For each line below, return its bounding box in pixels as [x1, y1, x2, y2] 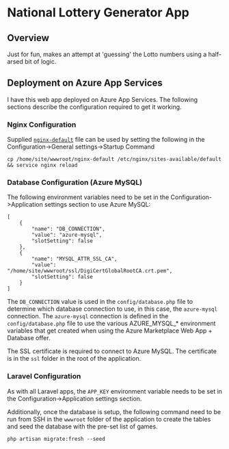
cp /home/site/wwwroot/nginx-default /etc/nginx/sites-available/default [7, 156, 222, 163]
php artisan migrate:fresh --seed [7, 435, 106, 442]
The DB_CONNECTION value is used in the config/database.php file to [7, 298, 193, 306]
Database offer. [7, 334, 51, 342]
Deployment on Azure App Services [7, 77, 163, 89]
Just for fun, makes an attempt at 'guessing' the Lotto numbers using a [7, 50, 207, 58]
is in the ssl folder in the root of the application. [7, 355, 142, 363]
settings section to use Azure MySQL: [44, 201, 151, 209]
